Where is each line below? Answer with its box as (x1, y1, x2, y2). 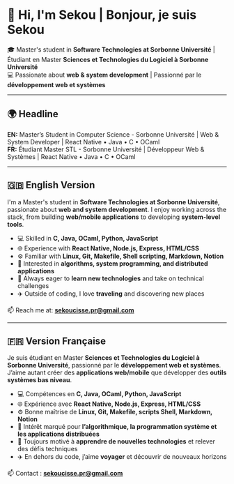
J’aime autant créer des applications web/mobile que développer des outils (7, 368, 227, 377)
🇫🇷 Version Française (7, 335, 107, 347)
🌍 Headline (7, 108, 58, 120)
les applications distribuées (17, 430, 100, 439)
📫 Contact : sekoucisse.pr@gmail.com (7, 469, 123, 478)
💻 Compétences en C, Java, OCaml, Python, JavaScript (17, 390, 182, 398)
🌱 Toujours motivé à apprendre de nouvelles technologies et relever (17, 437, 216, 446)
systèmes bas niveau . (7, 376, 72, 384)
